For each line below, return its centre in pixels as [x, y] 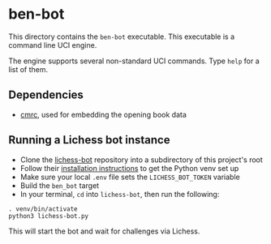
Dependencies [46, 95]
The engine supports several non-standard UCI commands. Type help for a [134, 61]
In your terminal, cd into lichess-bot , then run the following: [120, 194]
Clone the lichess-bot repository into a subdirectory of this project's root [142, 160]
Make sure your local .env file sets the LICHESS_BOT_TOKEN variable [130, 177]
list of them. [28, 69]
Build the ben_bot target [60, 185]
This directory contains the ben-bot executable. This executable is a [122, 36]
